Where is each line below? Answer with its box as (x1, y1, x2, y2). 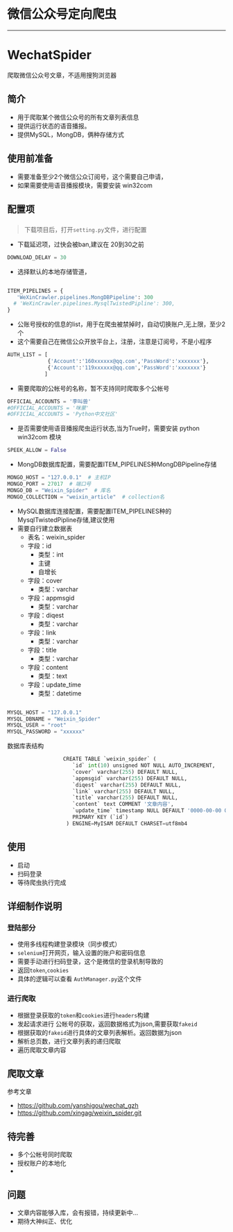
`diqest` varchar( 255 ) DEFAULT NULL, (72, 782, 182, 788)
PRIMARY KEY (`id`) (72, 813, 129, 821)
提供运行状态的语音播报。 (17, 121, 91, 130)
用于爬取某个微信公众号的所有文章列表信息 (17, 112, 139, 121)
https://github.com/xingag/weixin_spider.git (17, 1108, 142, 1117)
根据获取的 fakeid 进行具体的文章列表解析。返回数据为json (17, 1028, 182, 1036)
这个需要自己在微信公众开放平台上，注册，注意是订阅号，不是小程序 (17, 337, 212, 346)
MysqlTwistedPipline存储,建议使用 (17, 515, 115, 524)
